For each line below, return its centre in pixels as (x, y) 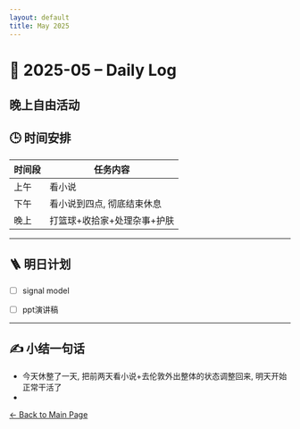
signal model (46, 290)
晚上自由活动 (45, 105)
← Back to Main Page (49, 414)
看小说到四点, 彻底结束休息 (106, 204)
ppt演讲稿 (40, 309)
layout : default (39, 17)
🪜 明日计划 (40, 265)
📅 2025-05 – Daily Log (93, 70)
